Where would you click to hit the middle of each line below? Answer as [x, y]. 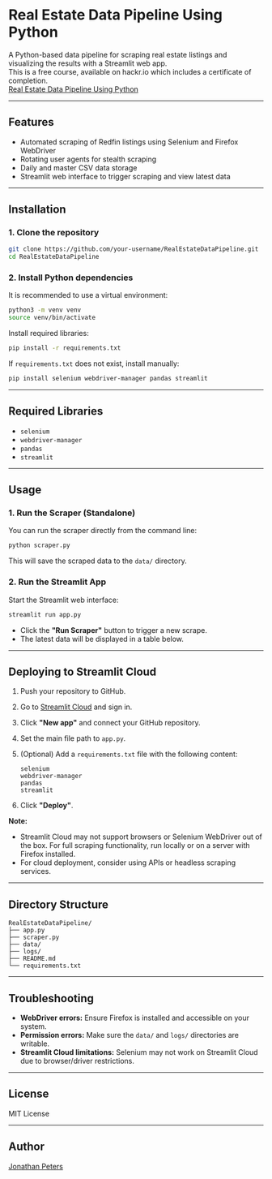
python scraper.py [39, 545]
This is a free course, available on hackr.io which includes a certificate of [130, 71]
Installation [37, 210]
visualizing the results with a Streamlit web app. [88, 63]
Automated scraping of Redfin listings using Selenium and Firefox [129, 142]
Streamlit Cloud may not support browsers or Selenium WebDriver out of [141, 837]
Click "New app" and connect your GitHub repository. [110, 723]
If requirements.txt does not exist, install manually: [94, 364]
